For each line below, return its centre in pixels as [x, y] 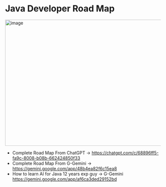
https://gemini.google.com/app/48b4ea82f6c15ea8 [64, 168]
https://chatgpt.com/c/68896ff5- [125, 153]
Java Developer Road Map [60, 9]
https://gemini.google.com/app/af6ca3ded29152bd [64, 179]
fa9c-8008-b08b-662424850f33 [46, 158]
